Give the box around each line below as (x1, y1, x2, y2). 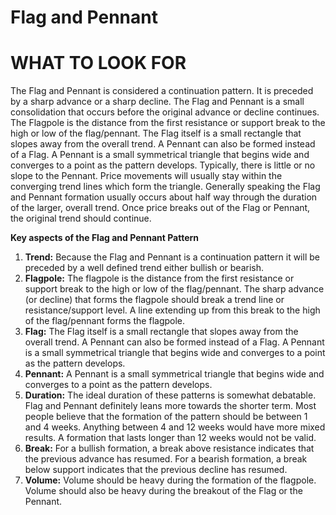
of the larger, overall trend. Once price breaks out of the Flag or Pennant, (10, 202, 311, 214)
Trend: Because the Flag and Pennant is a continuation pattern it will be (24, 251, 320, 263)
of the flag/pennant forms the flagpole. (24, 315, 186, 327)
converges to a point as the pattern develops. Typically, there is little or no (10, 159, 316, 171)
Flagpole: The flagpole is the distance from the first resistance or (24, 272, 295, 285)
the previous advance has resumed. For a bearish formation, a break (24, 453, 308, 465)
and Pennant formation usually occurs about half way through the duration (10, 191, 318, 203)
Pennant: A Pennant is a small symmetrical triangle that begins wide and (24, 368, 325, 380)
